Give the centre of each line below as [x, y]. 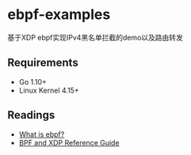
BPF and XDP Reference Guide [69, 142]
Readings [31, 115]
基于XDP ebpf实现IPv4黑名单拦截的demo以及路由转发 [95, 37]
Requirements [43, 63]
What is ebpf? [42, 134]
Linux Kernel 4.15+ [49, 90]
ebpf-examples [59, 15]
